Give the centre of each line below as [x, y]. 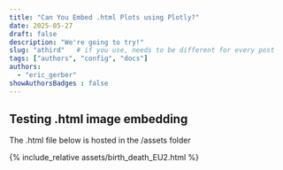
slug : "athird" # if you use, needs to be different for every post [142, 50]
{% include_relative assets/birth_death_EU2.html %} [104, 158]
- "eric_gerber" [47, 75]
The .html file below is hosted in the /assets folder [100, 140]
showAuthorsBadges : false [59, 83]
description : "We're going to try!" [76, 42]
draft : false [33, 34]
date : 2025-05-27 [41, 26]
